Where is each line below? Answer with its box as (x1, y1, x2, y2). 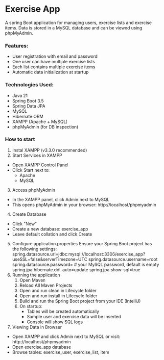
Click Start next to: (12, 167, 50, 173)
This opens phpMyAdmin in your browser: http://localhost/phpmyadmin (12, 202, 157, 207)
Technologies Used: (5, 81, 54, 88)
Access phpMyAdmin (12, 187, 55, 193)
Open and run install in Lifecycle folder (19, 293, 98, 299)
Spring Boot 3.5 (12, 98, 44, 103)
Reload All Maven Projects (19, 282, 72, 288)
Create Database (12, 211, 47, 217)
